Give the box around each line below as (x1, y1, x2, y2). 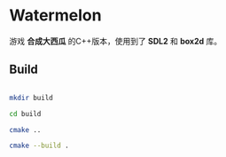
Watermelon (9, 5, 102, 26)
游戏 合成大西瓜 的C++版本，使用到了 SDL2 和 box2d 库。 (9, 35, 222, 46)
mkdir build (9, 93, 53, 102)
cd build (9, 109, 42, 118)
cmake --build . (9, 141, 69, 151)
